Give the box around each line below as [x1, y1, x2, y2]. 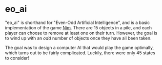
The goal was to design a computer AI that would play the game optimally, [5, 44, 154, 50]
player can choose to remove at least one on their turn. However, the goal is [5, 30, 158, 36]
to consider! [5, 55, 29, 61]
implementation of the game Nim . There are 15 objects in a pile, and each [5, 24, 152, 30]
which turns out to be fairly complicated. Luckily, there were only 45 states [5, 50, 155, 56]
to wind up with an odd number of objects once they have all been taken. [5, 35, 152, 41]
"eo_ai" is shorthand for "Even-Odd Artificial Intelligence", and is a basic [5, 20, 150, 25]
